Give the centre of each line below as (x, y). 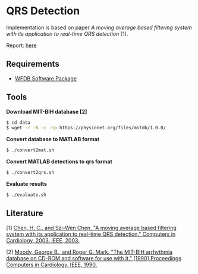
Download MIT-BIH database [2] (47, 111)
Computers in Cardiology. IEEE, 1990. (52, 264)
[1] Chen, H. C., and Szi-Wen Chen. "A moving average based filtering (91, 228)
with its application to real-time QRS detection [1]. (67, 33)
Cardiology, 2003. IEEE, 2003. (43, 240)
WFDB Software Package (46, 78)
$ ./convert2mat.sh (30, 150)
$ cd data (18, 122)
